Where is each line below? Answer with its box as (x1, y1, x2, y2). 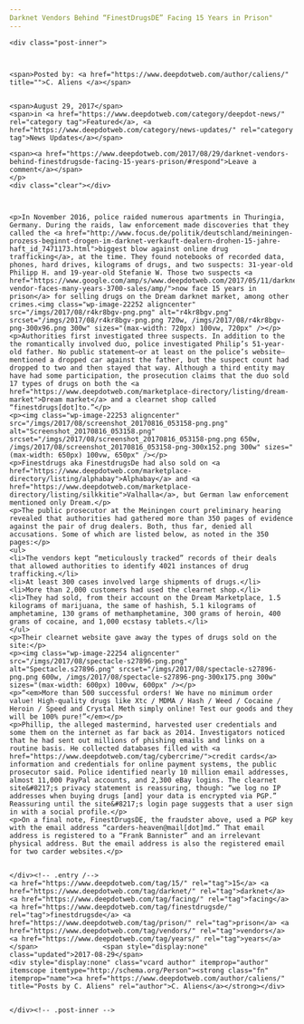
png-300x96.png (9, 324, 67, 333)
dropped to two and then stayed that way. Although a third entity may (9, 363, 285, 372)
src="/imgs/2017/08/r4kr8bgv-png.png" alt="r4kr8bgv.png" (9, 307, 233, 317)
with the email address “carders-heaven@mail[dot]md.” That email (9, 823, 265, 832)
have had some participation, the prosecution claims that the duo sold (9, 371, 290, 381)
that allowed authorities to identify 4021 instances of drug (9, 561, 249, 571)
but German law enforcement (183, 490, 290, 499)
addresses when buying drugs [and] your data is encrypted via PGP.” (9, 791, 278, 800)
